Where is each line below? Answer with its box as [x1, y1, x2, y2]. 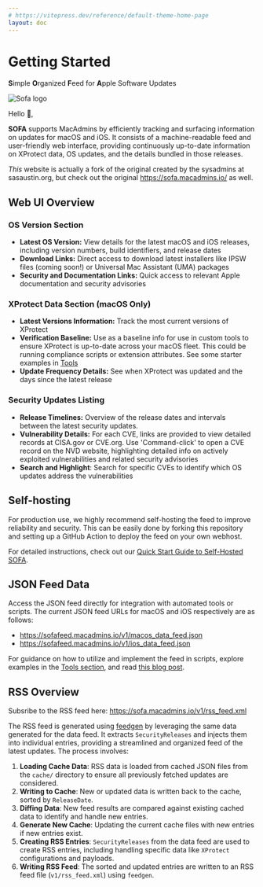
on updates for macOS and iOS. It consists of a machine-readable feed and [8, 133, 251, 142]
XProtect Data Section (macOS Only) [8, 299, 152, 310]
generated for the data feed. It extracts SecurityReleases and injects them [8, 730, 247, 739]
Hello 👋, [8, 109, 34, 119]
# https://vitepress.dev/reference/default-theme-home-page [8, 11, 210, 20]
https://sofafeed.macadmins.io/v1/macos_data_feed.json [19, 631, 203, 640]
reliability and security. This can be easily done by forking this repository [8, 523, 243, 532]
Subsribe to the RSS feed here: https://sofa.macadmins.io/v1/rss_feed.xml [8, 706, 247, 716]
